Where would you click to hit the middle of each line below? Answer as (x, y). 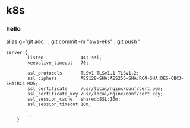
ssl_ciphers (42, 79)
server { (17, 53)
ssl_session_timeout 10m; (60, 104)
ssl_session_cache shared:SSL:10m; (74, 99)
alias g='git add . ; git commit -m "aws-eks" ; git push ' (73, 41)
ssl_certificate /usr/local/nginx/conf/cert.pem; (95, 89)
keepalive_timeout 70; (58, 63)
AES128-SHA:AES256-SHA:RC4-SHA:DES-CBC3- (132, 79)
